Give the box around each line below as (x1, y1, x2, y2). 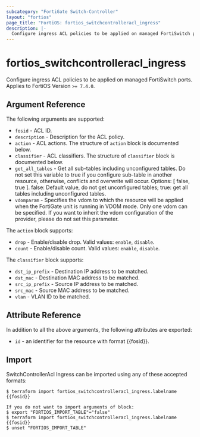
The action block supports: (6, 227, 73, 234)
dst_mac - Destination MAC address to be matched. (14, 274, 140, 281)
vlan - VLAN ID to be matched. (14, 293, 90, 300)
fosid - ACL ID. (14, 127, 52, 134)
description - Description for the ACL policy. (14, 133, 125, 140)
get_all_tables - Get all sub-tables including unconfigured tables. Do (14, 165, 186, 172)
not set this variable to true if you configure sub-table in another (14, 171, 173, 178)
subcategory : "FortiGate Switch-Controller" (6, 8, 118, 15)
